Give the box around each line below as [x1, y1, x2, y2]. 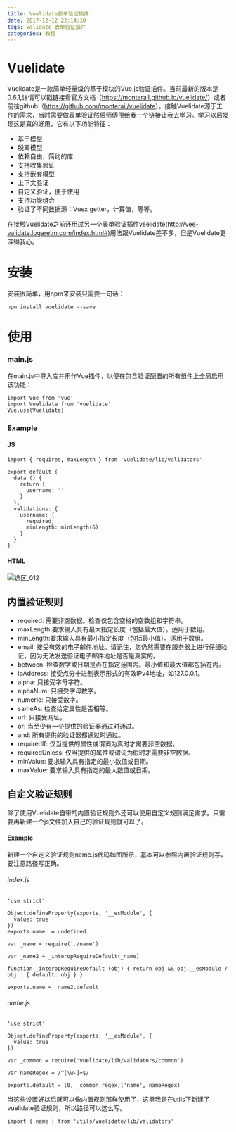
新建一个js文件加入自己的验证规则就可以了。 [19, 817, 147, 826]
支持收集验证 [17, 161, 55, 170]
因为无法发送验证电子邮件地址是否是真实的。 [29, 651, 159, 660]
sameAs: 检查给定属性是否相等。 [17, 704, 112, 712]
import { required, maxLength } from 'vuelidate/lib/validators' [7, 455, 202, 463]
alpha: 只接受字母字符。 [17, 677, 86, 686]
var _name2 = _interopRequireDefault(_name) [7, 952, 140, 960]
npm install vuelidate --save [7, 303, 96, 310]
